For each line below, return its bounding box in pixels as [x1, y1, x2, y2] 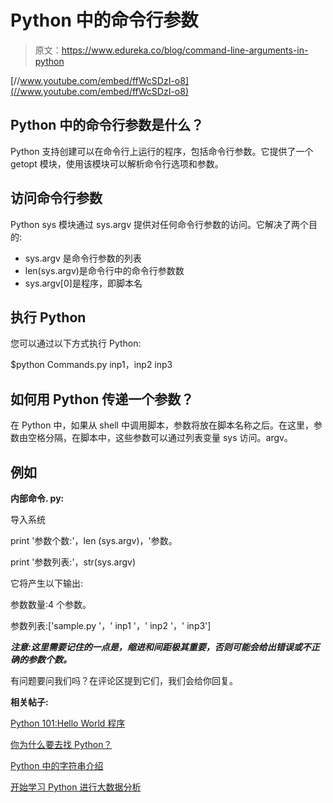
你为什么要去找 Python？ [10, 739, 113, 750]
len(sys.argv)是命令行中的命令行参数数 [24, 264, 185, 276]
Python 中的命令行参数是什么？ [10, 117, 205, 134]
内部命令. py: [10, 492, 65, 504]
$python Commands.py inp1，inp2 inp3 [10, 359, 173, 371]
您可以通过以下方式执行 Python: [10, 337, 142, 350]
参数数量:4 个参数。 [10, 599, 92, 610]
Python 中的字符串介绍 [10, 760, 104, 771]
